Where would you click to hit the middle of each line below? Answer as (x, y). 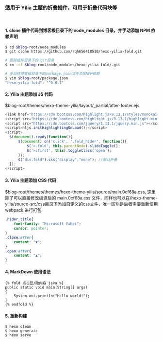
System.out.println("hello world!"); (52, 296)
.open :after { (18, 251)
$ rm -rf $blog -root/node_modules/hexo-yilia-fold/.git (63, 65)
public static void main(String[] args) (47, 288)
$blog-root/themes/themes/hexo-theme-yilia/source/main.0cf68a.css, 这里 (81, 192)
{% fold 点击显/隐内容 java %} (34, 283)
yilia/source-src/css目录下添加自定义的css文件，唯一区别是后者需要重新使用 (81, 204)
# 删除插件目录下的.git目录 (30, 60)
